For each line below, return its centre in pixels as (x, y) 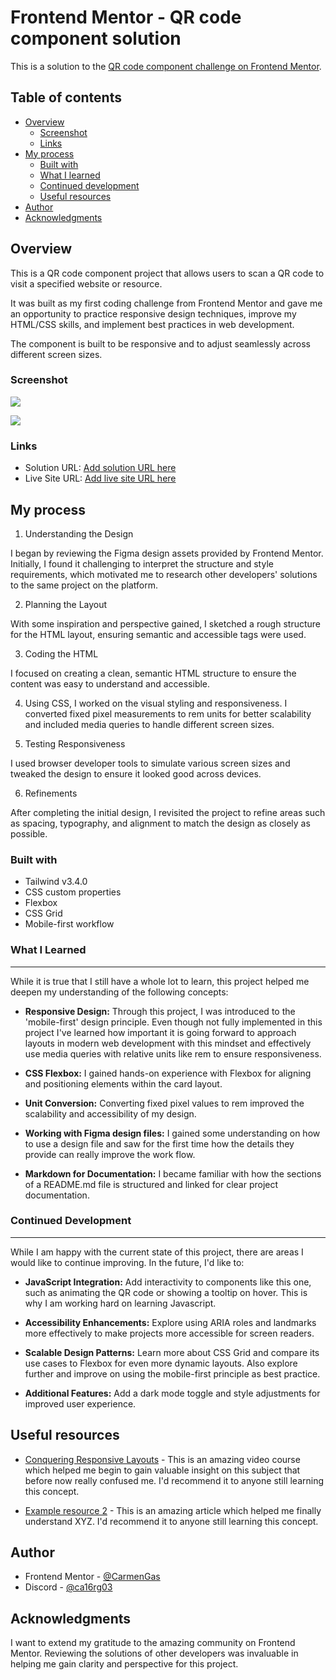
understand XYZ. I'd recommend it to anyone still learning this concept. (171, 1521)
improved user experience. (80, 1403)
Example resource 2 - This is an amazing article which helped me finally (173, 1510)
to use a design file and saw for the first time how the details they (159, 1143)
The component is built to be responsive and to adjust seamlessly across (160, 343)
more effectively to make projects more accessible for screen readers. (169, 1333)
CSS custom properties (73, 892)
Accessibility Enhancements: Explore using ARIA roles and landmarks (170, 1322)
